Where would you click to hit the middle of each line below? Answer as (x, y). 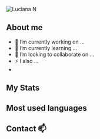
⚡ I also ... (26, 61)
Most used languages (46, 108)
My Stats (23, 88)
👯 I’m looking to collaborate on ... (54, 54)
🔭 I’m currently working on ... (49, 42)
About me (24, 27)
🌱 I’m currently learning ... (46, 48)
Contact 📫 (26, 129)
